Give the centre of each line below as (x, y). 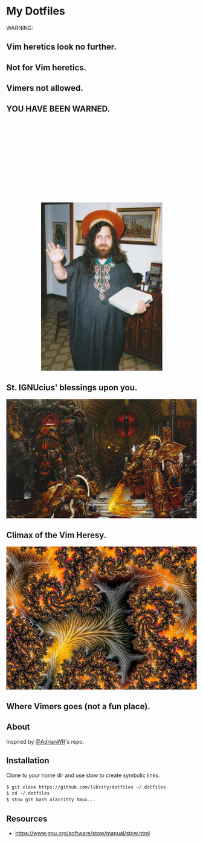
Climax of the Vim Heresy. (56, 535)
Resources (27, 818)
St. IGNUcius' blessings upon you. (72, 388)
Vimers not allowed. (45, 88)
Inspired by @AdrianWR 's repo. (45, 741)
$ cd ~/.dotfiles (28, 793)
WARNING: (20, 28)
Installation (28, 761)
